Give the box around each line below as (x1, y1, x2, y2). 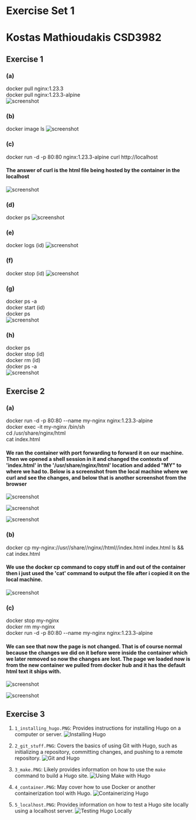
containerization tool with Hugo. (14, 790, 92, 797)
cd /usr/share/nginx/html (6, 429, 66, 437)
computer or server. (14, 731, 63, 738)
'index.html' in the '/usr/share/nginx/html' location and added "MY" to (6, 462, 182, 469)
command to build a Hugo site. (14, 772, 89, 780)
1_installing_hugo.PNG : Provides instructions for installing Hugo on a (14, 725, 181, 732)
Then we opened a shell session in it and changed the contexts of (6, 455, 169, 462)
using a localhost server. (14, 807, 74, 815)
